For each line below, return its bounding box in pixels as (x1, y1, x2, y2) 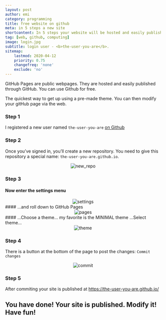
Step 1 (5, 113, 20, 120)
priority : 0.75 (14, 58, 45, 63)
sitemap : (5, 49, 23, 53)
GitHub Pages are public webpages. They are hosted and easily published (5, 81, 156, 87)
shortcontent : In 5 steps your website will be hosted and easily (5, 30, 145, 35)
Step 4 (5, 237, 21, 244)
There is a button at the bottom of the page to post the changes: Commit (5, 249, 151, 255)
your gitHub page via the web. (5, 101, 67, 107)
